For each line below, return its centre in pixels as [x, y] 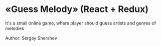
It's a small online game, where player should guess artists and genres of [81, 23]
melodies [15, 28]
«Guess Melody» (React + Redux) [77, 9]
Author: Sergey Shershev [31, 38]
